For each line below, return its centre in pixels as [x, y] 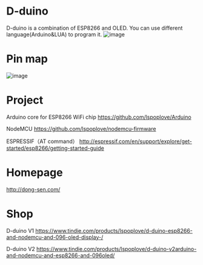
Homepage [35, 173]
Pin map [27, 59]
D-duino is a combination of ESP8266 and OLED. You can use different [95, 28]
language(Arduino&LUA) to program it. [54, 34]
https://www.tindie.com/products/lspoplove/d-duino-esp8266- [114, 230]
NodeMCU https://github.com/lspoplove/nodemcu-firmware [81, 129]
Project [25, 100]
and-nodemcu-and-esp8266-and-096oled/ [61, 255]
